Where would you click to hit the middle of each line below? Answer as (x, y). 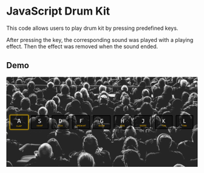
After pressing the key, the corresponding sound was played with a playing (100, 40)
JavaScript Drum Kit (58, 11)
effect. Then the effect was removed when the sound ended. (82, 46)
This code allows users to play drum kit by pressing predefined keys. (92, 28)
